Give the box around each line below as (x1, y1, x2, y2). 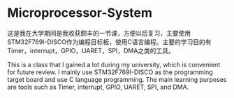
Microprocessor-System (7, 5, 152, 21)
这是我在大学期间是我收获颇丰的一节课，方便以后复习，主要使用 (7, 29, 191, 37)
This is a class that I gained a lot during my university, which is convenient (7, 60, 221, 69)
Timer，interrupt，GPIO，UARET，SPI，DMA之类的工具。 (7, 46, 175, 55)
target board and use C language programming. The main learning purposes (7, 75, 227, 83)
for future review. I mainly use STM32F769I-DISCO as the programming (7, 68, 213, 76)
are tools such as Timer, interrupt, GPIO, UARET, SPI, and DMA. (7, 83, 189, 91)
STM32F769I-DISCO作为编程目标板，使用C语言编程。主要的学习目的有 (7, 37, 212, 46)
